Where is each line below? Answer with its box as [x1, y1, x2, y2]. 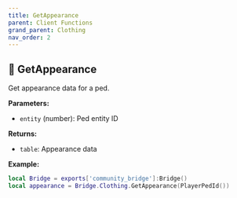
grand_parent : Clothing [8, 26, 86, 34]
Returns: [8, 129, 38, 138]
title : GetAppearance [8, 11, 79, 20]
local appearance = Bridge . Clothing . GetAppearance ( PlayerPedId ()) [8, 181, 230, 189]
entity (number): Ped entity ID [19, 114, 119, 123]
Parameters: [8, 99, 49, 108]
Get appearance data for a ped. [8, 83, 110, 93]
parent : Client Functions [8, 19, 93, 27]
